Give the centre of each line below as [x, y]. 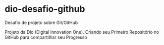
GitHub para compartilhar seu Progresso [46, 37]
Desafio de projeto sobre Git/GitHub [41, 22]
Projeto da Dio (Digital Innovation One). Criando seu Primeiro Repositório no [82, 32]
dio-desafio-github [45, 9]
